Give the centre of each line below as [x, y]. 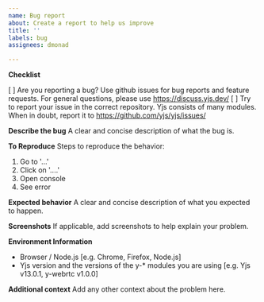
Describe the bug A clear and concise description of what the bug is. [121, 131]
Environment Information [50, 242]
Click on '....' [40, 170]
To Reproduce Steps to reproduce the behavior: [86, 146]
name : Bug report [37, 15]
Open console [42, 179]
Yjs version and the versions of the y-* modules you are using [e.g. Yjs [135, 265]
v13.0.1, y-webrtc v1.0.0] [59, 274]
